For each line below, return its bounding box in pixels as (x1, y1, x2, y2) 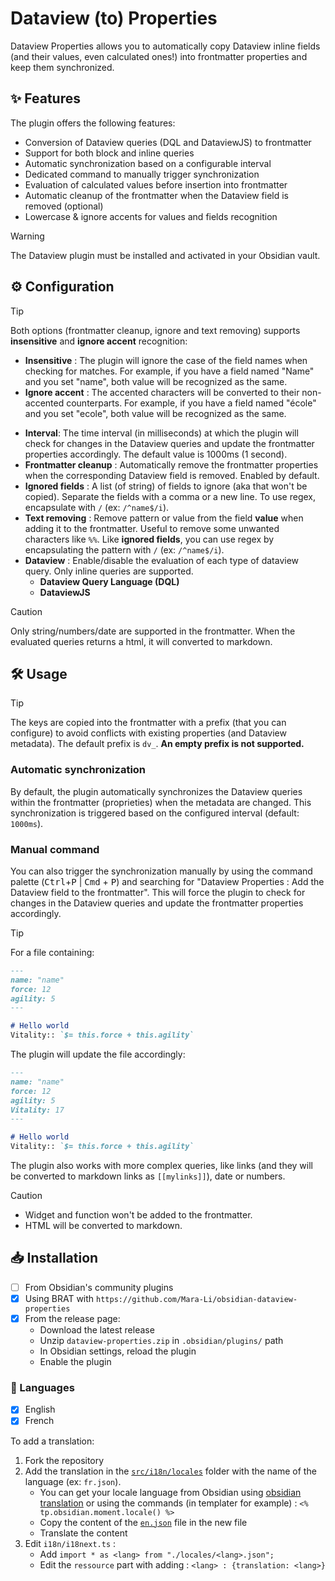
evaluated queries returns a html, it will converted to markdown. (10, 635, 273, 647)
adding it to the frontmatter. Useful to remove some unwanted (24, 522, 280, 534)
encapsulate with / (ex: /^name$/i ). (24, 501, 170, 513)
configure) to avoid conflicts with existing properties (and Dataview (10, 727, 287, 739)
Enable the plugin (39, 1356, 112, 1368)
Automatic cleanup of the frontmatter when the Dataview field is (24, 189, 289, 201)
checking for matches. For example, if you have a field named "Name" (24, 365, 315, 377)
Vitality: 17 (10, 1105, 65, 1115)
